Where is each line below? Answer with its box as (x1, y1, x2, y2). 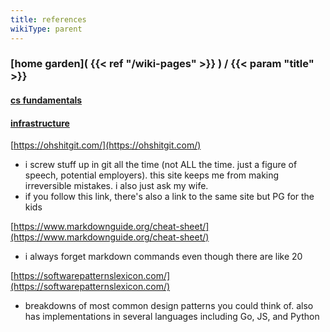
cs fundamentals (10, 94, 83, 106)
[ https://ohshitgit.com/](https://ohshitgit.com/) (10, 139, 202, 151)
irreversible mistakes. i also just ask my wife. (24, 180, 209, 192)
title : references (10, 14, 87, 25)
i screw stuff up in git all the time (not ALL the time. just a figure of (24, 159, 298, 171)
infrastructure (10, 117, 70, 129)
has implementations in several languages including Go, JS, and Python (24, 311, 320, 323)
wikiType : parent (10, 24, 83, 34)
